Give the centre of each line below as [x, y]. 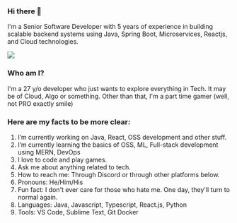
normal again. [37, 197]
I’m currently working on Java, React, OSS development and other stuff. [122, 137]
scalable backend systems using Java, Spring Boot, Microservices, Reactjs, [117, 34]
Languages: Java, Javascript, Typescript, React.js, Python [102, 205]
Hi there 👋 [25, 11]
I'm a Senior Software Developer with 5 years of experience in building [110, 27]
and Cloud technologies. [43, 42]
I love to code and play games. [62, 159]
